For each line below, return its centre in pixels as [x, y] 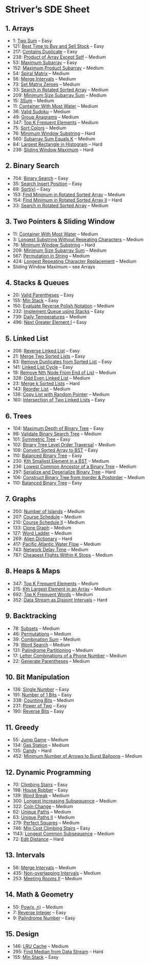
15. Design [22, 934]
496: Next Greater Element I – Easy [50, 322]
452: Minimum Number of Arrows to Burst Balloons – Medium [77, 756]
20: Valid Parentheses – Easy [43, 295]
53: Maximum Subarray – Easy [45, 62]
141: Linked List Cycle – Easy [43, 367]
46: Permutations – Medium [42, 634]
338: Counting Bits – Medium [43, 700]
